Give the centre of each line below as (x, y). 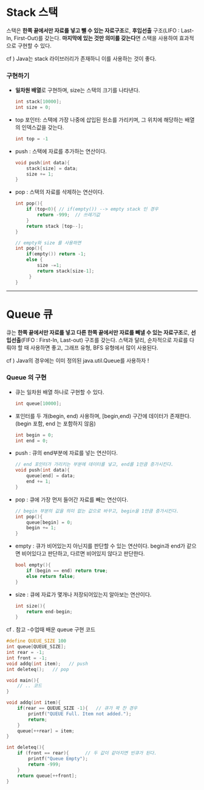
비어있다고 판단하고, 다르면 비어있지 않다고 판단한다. (83, 554)
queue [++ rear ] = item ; (46, 731)
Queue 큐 (30, 314)
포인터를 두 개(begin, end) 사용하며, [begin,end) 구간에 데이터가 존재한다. (103, 416)
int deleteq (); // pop (38, 669)
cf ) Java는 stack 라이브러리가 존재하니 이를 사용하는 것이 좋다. (81, 58)
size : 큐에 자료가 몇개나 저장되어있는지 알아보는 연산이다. (83, 594)
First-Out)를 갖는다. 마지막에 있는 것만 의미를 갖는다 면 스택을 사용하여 (96, 38)
